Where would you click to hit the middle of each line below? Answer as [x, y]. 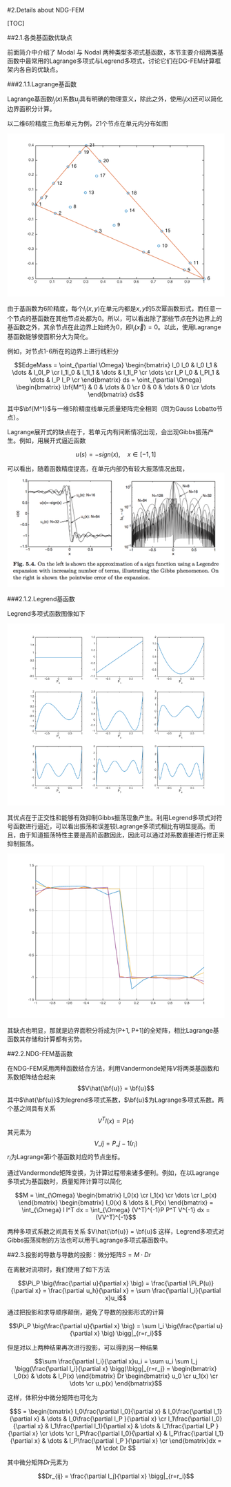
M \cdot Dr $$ [116, 1448]
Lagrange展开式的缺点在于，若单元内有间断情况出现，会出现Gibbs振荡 [108, 432]
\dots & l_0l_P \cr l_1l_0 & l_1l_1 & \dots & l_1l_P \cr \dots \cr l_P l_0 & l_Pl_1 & [116, 373]
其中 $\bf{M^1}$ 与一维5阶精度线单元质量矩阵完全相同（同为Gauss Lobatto [112, 409]
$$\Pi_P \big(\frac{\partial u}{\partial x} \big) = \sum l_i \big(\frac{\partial [112, 1325]
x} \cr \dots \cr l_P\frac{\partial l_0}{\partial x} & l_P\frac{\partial [123, 1433]
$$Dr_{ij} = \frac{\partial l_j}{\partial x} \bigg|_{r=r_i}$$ [116, 1476]
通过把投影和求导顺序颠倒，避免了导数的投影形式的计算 [86, 1312]
